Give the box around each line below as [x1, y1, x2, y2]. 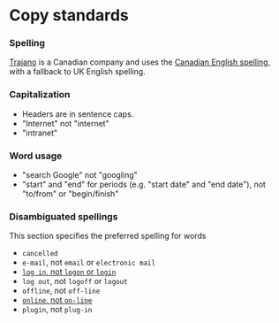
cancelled [21, 250, 59, 258]
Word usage [9, 150, 63, 162]
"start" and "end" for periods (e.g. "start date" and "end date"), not [21, 179, 267, 190]
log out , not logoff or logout [21, 276, 128, 287]
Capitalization [9, 88, 71, 101]
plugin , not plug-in [21, 304, 93, 315]
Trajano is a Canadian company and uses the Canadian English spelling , [9, 57, 271, 67]
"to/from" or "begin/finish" [21, 188, 119, 199]
